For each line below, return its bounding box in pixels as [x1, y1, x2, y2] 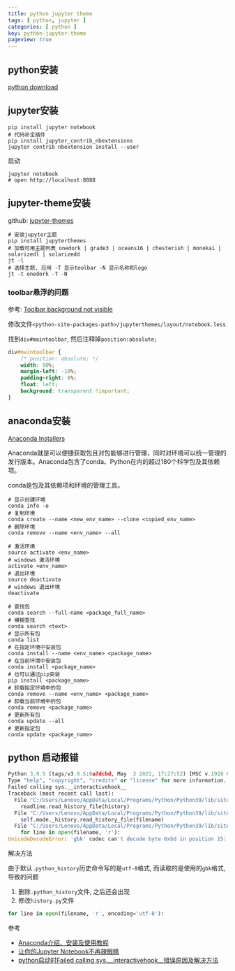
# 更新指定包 [8, 724, 40, 732]
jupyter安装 [8, 105, 59, 117]
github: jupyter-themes [8, 216, 74, 224]
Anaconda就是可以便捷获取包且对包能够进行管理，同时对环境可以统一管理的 [8, 448, 227, 457]
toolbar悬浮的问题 [8, 288, 69, 298]
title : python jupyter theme [8, 10, 93, 17]
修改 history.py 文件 [17, 896, 75, 905]
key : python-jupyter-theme [8, 29, 86, 37]
